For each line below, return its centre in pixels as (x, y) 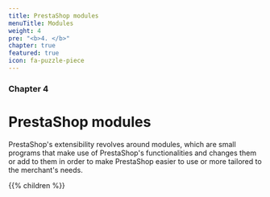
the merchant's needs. (46, 170)
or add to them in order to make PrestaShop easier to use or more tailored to (135, 161)
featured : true (34, 53)
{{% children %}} (37, 185)
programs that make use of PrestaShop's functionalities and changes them (132, 153)
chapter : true (32, 46)
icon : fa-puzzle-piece (46, 61)
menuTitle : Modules (41, 23)
